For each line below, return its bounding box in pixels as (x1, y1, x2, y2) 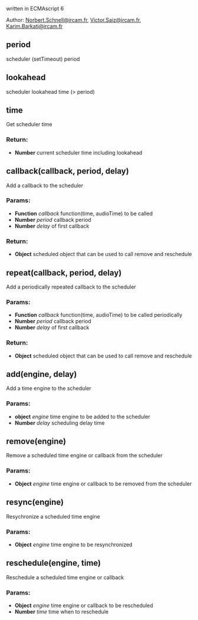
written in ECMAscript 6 (6, 5, 64, 12)
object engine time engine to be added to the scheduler (14, 413, 150, 420)
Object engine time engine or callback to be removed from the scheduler (14, 480, 192, 487)
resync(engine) (6, 497, 64, 507)
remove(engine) (6, 437, 67, 447)
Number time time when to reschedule (14, 608, 109, 615)
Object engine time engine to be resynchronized (14, 541, 133, 548)
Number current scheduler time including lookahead (14, 149, 143, 156)
